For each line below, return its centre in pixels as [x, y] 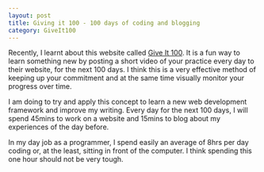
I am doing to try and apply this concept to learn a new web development [128, 102]
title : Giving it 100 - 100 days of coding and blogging [104, 23]
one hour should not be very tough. [66, 159]
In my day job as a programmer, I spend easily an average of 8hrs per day [129, 143]
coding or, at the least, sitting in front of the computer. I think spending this [130, 151]
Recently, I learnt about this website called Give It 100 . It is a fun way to [124, 53]
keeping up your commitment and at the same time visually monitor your [126, 78]
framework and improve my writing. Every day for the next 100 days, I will [128, 110]
